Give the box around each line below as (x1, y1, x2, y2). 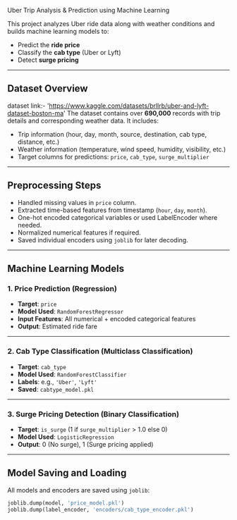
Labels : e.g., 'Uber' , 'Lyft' (17, 377, 97, 386)
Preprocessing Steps (7, 180, 102, 192)
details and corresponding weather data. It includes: (7, 116, 159, 125)
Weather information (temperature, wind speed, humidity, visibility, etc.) (17, 144, 226, 154)
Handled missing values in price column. (17, 198, 137, 206)
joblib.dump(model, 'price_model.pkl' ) (7, 500, 125, 507)
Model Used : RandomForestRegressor (17, 307, 124, 316)
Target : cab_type (17, 362, 67, 371)
